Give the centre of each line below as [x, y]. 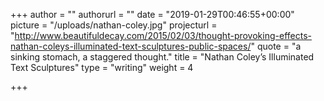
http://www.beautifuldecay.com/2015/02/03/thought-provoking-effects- [163, 35]
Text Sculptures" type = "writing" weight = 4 [102, 67]
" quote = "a [276, 46]
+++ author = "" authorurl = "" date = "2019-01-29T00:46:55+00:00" [152, 14]
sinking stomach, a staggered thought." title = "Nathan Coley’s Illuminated [162, 57]
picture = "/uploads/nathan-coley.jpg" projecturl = [114, 25]
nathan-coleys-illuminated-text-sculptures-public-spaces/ [131, 46]
